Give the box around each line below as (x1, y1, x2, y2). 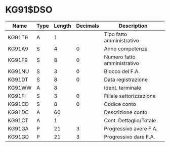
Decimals (76, 22, 100, 29)
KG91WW (8, 84, 32, 91)
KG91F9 (8, 56, 28, 63)
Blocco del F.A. (104, 67, 140, 75)
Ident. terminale (104, 84, 142, 91)
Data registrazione (104, 76, 148, 83)
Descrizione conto (104, 109, 148, 116)
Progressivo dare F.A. (104, 133, 155, 140)
